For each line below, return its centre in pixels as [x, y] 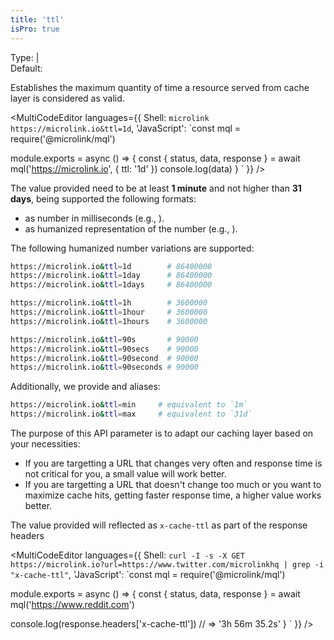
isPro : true [35, 29]
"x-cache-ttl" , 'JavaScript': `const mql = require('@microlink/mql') [148, 574]
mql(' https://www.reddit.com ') [72, 604]
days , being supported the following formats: [103, 198]
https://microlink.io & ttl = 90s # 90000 [104, 339]
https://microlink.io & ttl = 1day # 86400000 [111, 276]
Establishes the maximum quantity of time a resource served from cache [160, 87]
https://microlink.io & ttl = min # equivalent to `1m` [129, 405]
